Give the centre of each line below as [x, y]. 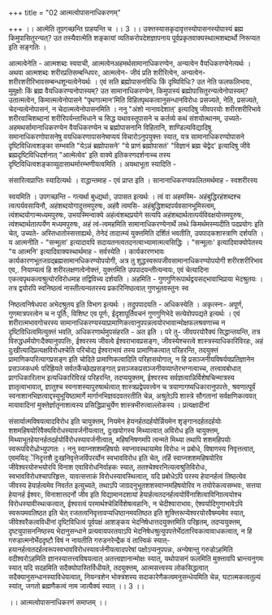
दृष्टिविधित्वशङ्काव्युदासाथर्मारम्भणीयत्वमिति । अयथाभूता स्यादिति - [93, 164]
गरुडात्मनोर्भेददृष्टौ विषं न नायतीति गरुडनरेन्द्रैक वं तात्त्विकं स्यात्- [89, 540]
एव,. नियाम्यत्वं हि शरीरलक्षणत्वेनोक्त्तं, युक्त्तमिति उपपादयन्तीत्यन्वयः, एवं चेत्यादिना [109, 270]
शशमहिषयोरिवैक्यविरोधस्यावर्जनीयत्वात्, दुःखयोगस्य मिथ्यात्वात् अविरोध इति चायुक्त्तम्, [114, 430]
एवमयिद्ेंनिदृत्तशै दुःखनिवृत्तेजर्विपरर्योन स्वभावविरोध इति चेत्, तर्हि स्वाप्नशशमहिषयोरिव [116, 458]
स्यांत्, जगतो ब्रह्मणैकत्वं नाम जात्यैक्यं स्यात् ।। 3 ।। [76, 586]
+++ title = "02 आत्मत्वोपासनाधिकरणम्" [65, 13]
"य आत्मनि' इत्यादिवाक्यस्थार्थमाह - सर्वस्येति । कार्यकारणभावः [86, 251]
